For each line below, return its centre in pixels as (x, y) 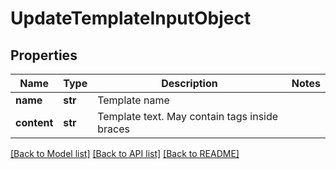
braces (113, 129)
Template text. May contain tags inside (188, 116)
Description (189, 83)
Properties (44, 55)
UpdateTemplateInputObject (131, 18)
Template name (133, 100)
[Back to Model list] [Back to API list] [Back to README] (125, 153)
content (34, 122)
